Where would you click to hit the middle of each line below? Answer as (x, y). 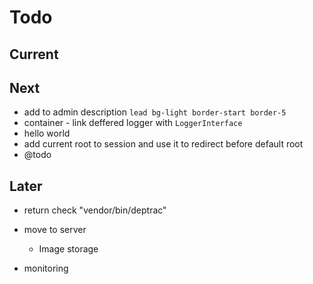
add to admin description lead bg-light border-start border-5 (155, 112)
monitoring (46, 268)
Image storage (68, 249)
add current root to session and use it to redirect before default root (163, 144)
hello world (47, 133)
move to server (55, 230)
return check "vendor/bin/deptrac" (95, 210)
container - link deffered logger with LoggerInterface (133, 123)
